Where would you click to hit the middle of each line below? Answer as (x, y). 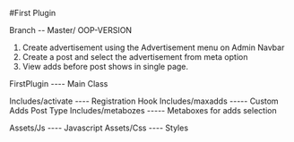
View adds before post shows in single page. (105, 67)
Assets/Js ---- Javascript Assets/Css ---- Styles (99, 128)
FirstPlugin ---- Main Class (59, 84)
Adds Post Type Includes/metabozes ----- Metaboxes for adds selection (143, 110)
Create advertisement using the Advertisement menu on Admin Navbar (153, 47)
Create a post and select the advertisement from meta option (135, 57)
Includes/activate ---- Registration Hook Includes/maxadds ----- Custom (144, 101)
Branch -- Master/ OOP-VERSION (71, 30)
